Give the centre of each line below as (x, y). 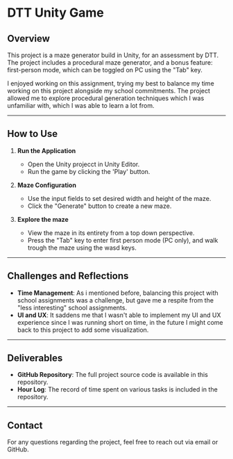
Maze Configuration (46, 185)
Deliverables (35, 359)
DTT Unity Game (55, 13)
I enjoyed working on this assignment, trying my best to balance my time (111, 83)
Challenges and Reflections (68, 276)
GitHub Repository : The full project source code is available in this (112, 375)
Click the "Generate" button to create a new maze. (100, 206)
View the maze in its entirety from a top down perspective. (111, 233)
